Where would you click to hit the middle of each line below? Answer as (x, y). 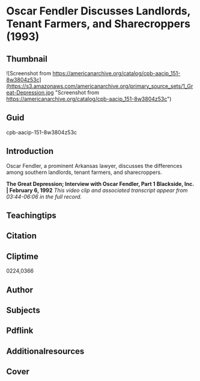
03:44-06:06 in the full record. (44, 196)
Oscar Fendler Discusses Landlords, (98, 11)
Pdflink (20, 331)
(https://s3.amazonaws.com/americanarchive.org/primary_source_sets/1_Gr (100, 86)
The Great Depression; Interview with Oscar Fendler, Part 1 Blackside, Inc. (100, 184)
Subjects (23, 310)
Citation (22, 236)
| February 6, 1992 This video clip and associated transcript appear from (97, 190)
